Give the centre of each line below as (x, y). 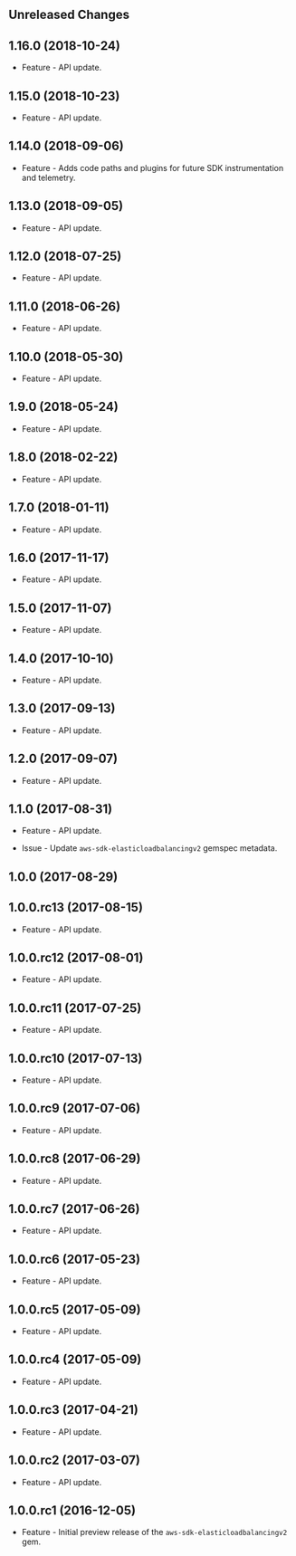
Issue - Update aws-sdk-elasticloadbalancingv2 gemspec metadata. (149, 848)
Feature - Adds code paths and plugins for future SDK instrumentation (153, 167)
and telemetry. (48, 177)
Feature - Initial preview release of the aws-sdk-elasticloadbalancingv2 (154, 1532)
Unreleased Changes (69, 15)
